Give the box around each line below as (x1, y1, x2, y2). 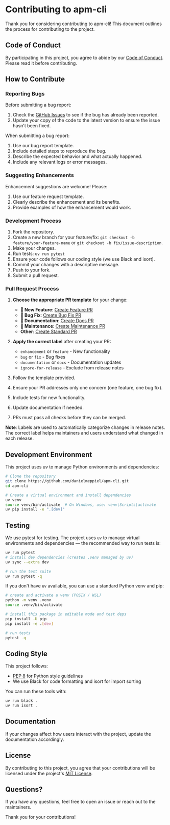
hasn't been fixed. (12, 123, 51, 129)
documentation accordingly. (5, 736, 64, 742)
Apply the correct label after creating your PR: (12, 339, 111, 345)
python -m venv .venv (5, 598, 52, 603)
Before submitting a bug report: (5, 102, 71, 108)
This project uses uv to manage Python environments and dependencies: (5, 464, 159, 470)
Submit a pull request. (12, 272, 59, 279)
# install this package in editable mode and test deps (5, 612, 127, 617)
